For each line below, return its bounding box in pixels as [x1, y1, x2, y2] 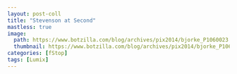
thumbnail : [13, 43, 46, 50]
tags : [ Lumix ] [7, 56, 49, 63]
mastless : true [7, 23, 52, 30]
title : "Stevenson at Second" [7, 17, 97, 24]
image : [7, 30, 27, 37]
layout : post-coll [7, 10, 61, 18]
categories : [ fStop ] [7, 50, 68, 57]
